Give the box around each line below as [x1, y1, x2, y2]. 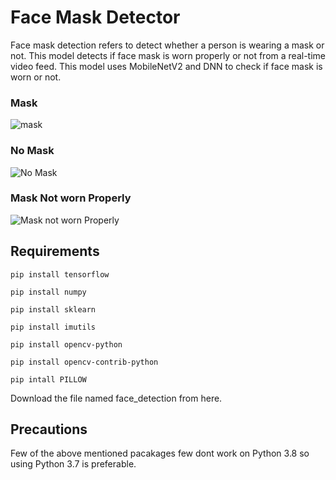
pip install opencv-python [10, 339, 123, 350]
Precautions [10, 421, 88, 438]
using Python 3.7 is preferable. [10, 458, 137, 470]
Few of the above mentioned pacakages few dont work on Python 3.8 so [10, 447, 310, 460]
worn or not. [10, 71, 62, 83]
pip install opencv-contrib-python [10, 357, 159, 367]
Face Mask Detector [10, 6, 181, 29]
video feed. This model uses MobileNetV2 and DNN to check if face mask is [10, 60, 323, 72]
